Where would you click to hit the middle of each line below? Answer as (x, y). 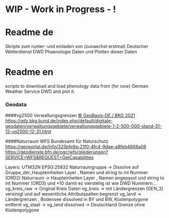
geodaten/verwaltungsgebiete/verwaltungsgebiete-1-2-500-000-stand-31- (84, 126)
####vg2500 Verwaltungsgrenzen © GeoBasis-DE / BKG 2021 (70, 116)
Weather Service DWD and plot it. (40, 91)
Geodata (16, 104)
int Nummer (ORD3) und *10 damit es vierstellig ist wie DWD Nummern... (81, 183)
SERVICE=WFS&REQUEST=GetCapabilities (50, 157)
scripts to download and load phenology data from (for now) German (77, 86)
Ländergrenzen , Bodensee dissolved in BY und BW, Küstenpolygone (77, 199)
